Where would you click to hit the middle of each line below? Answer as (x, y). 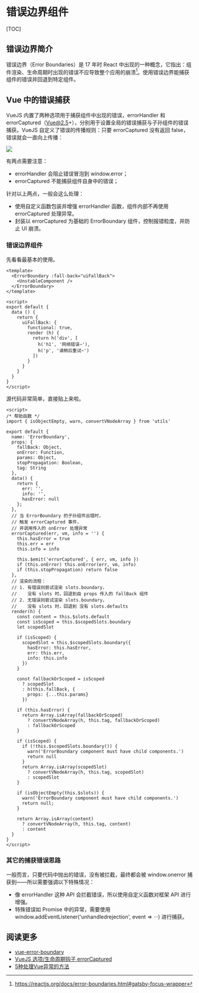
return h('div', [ (55, 338)
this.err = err (36, 544)
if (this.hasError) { (43, 710)
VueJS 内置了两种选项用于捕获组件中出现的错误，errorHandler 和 (86, 115)
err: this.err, (46, 653)
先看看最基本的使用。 (32, 259)
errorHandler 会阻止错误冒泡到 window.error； (71, 174)
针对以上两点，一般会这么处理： (45, 194)
